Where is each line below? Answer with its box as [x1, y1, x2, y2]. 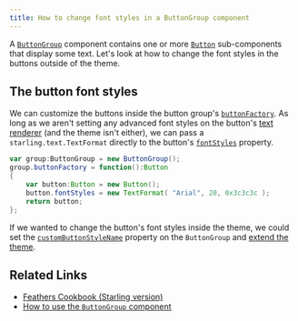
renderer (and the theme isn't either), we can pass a [9, 127, 204, 138]
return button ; [25, 196, 84, 206]
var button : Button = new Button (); [25, 180, 161, 189]
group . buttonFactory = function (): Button [9, 163, 169, 173]
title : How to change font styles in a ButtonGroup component [9, 13, 250, 23]
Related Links [9, 267, 88, 283]
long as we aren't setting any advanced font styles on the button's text [9, 117, 274, 128]
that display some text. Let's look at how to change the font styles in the [9, 47, 279, 59]
